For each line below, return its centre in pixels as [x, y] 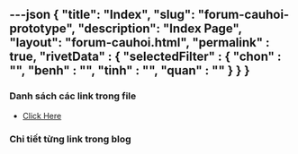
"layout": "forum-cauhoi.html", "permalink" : [140, 43]
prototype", [42, 29]
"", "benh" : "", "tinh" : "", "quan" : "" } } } [130, 71]
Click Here [42, 115]
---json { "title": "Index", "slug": [102, 15]
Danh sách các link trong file [73, 96]
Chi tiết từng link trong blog [71, 139]
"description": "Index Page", [160, 29]
